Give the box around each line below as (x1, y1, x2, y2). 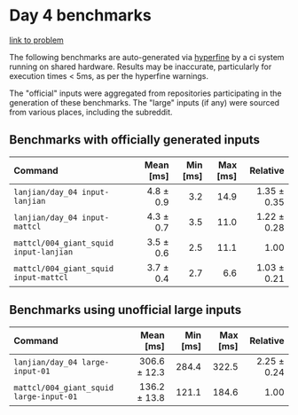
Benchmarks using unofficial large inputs (9, 302, 242, 317)
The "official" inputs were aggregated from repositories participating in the (9, 88, 282, 98)
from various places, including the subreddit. (9, 106, 173, 117)
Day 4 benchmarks (9, 5, 153, 26)
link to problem (9, 35, 64, 45)
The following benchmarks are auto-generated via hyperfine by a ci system (9, 51, 285, 62)
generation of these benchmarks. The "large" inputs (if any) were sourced (9, 97, 280, 107)
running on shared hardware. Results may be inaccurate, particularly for (9, 61, 272, 72)
